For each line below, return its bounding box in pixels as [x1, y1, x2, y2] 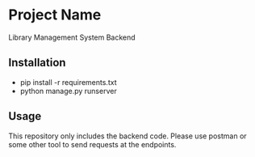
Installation [8, 56, 66, 70]
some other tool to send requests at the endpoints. [8, 139, 177, 149]
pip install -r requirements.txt [19, 77, 117, 87]
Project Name [8, 6, 102, 24]
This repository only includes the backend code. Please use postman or [8, 131, 248, 141]
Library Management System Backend [8, 32, 136, 42]
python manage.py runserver [19, 86, 117, 95]
